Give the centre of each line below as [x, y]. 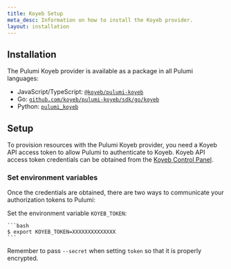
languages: [23, 78]
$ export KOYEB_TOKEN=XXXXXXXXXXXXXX [62, 232]
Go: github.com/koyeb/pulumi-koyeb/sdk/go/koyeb [88, 99]
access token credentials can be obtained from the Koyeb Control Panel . [110, 159]
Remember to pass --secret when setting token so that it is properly [104, 251]
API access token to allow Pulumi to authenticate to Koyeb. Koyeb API [106, 152]
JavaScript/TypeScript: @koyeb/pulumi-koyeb [80, 92]
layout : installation [38, 26]
